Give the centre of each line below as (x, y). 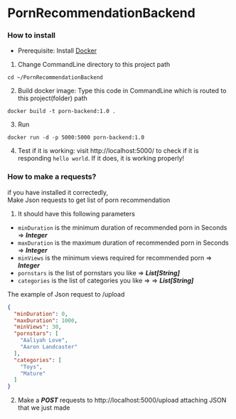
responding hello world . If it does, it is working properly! (101, 159)
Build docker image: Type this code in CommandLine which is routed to (122, 91)
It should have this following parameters (76, 213)
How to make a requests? (52, 177)
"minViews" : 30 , (38, 327)
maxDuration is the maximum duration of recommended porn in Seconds (123, 243)
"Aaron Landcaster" (49, 347)
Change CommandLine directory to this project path (94, 65)
